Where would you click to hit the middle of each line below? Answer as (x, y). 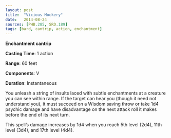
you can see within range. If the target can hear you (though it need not (81, 99)
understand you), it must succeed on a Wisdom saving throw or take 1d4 (82, 104)
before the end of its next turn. (38, 115)
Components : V (22, 73)
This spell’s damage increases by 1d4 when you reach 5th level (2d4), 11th (84, 125)
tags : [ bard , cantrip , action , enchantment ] (54, 29)
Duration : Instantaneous (31, 83)
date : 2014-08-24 (26, 19)
